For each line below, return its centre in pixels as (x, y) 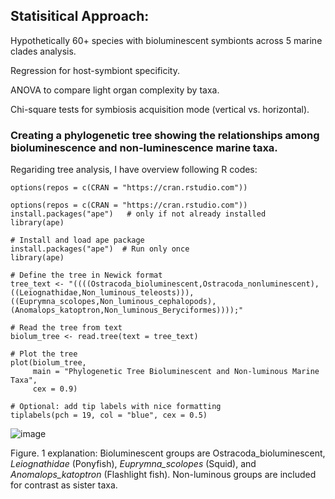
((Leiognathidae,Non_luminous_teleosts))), (102, 293)
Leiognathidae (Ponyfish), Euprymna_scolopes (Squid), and (133, 464)
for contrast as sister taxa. (64, 485)
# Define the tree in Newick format (86, 275)
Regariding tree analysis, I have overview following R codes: (134, 170)
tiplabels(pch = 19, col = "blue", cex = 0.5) (109, 415)
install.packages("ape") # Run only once (100, 249)
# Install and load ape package (77, 240)
